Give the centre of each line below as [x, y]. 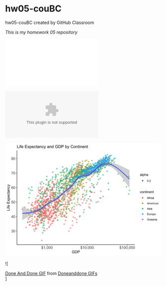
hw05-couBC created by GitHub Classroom [50, 22]
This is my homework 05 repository [41, 32]
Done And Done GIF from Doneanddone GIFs [51, 273]
